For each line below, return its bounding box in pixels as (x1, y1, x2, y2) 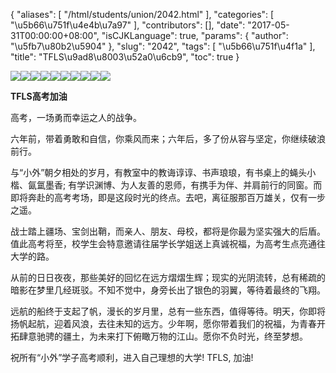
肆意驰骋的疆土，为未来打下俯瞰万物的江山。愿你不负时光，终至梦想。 (18, 330, 308, 342)
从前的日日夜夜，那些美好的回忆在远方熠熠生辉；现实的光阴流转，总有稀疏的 (10, 272, 326, 283)
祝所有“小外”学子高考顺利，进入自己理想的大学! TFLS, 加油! (10, 352, 254, 363)
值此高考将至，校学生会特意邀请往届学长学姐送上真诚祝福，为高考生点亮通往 (10, 238, 326, 249)
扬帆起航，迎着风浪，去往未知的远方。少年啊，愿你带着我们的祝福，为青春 (10, 318, 317, 329)
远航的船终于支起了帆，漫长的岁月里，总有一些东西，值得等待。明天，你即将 (10, 305, 326, 317)
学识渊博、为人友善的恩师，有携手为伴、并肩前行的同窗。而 (76, 179, 323, 191)
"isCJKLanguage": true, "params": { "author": (101, 30, 289, 41)
